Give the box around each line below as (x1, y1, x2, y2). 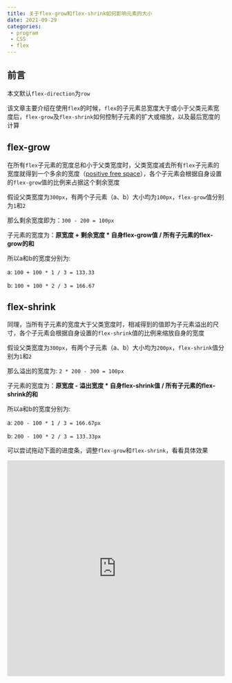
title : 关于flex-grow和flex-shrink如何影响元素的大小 (7, 10, 153, 17)
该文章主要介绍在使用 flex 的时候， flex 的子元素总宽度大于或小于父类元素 (7, 104, 214, 112)
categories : (7, 23, 41, 30)
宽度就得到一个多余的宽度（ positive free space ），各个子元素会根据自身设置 (7, 169, 222, 177)
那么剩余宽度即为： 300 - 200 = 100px (7, 215, 115, 224)
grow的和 (7, 239, 35, 247)
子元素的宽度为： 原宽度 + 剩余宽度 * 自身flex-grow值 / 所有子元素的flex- (7, 231, 213, 239)
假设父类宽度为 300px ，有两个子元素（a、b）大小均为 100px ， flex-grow (7, 193, 206, 201)
